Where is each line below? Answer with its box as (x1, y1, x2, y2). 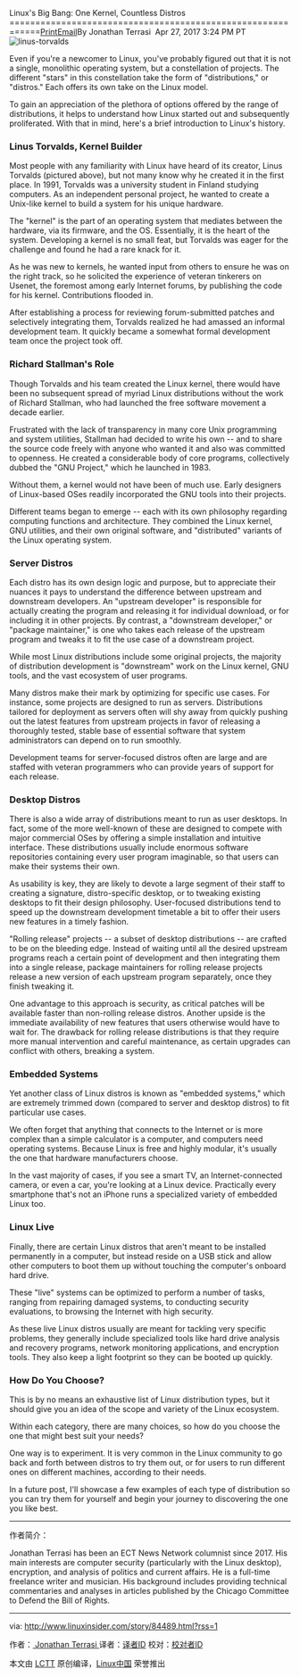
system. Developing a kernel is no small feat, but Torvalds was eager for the (9, 235, 288, 245)
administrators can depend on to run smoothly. (9, 735, 181, 745)
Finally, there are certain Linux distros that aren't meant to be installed (9, 1241, 266, 1252)
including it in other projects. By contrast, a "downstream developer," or (9, 615, 272, 626)
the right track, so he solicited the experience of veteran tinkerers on (9, 271, 262, 282)
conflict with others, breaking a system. (9, 1046, 154, 1057)
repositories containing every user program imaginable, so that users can (9, 851, 279, 862)
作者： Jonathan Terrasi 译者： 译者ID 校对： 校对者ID (9, 1640, 204, 1650)
